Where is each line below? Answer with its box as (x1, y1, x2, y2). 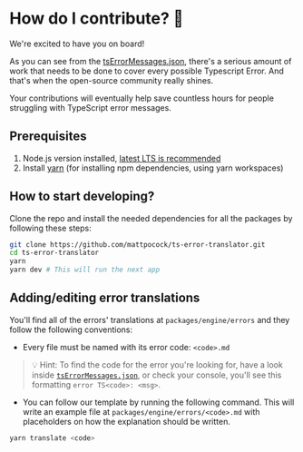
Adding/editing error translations (9, 290, 200, 306)
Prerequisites (9, 129, 87, 144)
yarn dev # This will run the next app (9, 265, 161, 275)
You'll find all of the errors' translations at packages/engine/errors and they (9, 314, 290, 325)
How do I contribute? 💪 (9, 8, 184, 29)
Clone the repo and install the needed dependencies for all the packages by (9, 212, 293, 223)
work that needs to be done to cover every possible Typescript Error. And (9, 65, 284, 76)
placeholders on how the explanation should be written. (22, 416, 231, 427)
